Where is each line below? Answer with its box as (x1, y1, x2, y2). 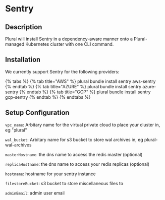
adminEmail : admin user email (5, 190, 65, 196)
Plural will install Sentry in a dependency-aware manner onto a (5, 36, 133, 42)
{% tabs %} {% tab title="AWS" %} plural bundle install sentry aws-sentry (5, 78, 156, 84)
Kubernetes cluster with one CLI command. (25, 41, 114, 47)
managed (5, 41, 25, 47)
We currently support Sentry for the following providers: (5, 68, 120, 74)
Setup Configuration (5, 109, 70, 117)
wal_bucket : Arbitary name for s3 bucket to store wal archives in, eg (5, 136, 144, 142)
